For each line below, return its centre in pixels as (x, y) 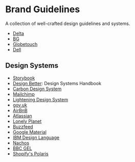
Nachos (21, 143)
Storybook (24, 78)
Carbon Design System (37, 89)
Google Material (30, 132)
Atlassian (22, 116)
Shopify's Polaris (30, 153)
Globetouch (25, 44)
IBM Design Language (36, 137)
